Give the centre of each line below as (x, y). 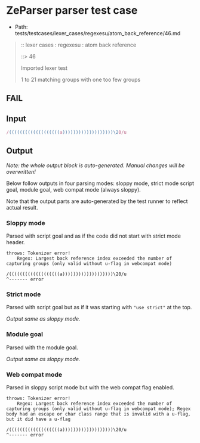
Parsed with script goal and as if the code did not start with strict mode (93, 236)
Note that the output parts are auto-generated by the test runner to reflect (97, 201)
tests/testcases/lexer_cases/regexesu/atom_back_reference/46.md (98, 33)
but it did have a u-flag (38, 419)
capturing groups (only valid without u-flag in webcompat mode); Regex (99, 409)
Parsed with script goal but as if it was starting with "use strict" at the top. (99, 307)
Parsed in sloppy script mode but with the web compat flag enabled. (90, 387)
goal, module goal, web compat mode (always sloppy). (74, 189)
